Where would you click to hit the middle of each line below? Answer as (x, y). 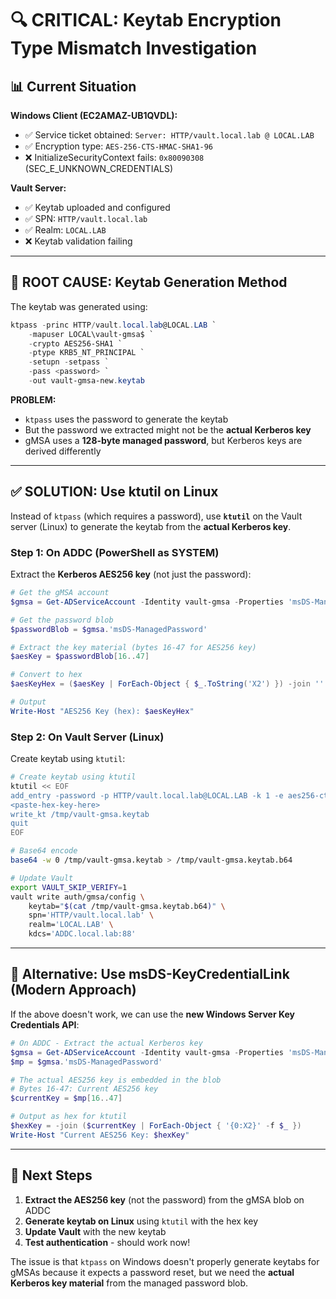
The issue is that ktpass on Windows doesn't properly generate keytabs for (165, 1261)
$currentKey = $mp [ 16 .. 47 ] (66, 1098)
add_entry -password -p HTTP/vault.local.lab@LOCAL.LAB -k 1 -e (147, 795)
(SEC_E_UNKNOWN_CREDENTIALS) (99, 168)
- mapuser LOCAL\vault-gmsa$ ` (91, 334)
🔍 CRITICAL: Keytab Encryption (146, 20)
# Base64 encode (44, 851)
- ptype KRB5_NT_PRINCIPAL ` (86, 353)
